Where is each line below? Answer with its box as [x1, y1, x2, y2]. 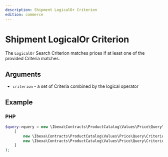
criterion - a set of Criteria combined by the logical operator [12, 83, 139, 89]
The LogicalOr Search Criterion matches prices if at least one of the [5, 50, 145, 56]
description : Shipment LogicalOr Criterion [5, 7, 97, 13]
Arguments [5, 70, 41, 78]
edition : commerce [5, 12, 43, 17]
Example [5, 98, 33, 106]
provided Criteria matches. [5, 56, 60, 62]
